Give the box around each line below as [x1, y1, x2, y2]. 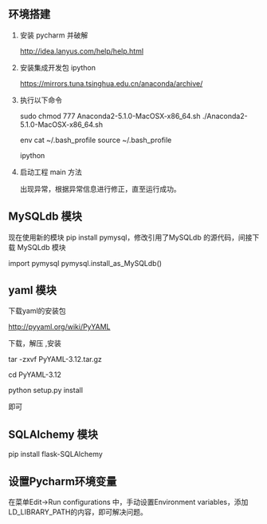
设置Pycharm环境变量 [8, 474, 117, 488]
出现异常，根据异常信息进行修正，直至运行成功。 [19, 184, 181, 193]
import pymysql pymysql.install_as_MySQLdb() [8, 258, 162, 268]
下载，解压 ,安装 [8, 339, 61, 348]
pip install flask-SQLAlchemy [8, 450, 104, 459]
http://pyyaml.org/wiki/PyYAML [8, 322, 111, 331]
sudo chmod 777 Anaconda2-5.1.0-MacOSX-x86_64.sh [19, 111, 201, 121]
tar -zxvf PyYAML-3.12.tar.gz [8, 355, 102, 364]
